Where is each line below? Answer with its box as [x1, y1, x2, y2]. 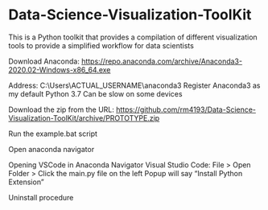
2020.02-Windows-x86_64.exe [8, 64, 111, 74]
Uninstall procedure [8, 192, 74, 202]
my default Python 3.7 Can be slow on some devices [8, 89, 183, 98]
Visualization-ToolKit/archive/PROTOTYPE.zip [8, 113, 160, 122]
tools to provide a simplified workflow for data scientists [8, 40, 195, 50]
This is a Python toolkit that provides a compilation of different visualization [8, 32, 258, 42]
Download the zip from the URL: [8, 105, 115, 114]
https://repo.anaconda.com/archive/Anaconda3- [81, 56, 243, 66]
